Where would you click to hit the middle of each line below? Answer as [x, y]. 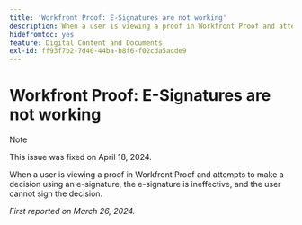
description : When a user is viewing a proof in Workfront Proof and [142, 26]
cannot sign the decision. [56, 193]
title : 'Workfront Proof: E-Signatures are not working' [118, 18]
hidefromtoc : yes [42, 34]
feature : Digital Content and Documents [86, 43]
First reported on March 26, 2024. [72, 211]
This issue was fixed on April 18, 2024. [81, 157]
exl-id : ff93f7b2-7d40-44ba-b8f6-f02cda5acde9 [98, 51]
